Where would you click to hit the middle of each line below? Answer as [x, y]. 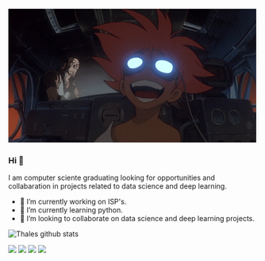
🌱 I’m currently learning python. [71, 210]
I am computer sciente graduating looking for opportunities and [112, 178]
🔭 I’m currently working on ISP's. [73, 202]
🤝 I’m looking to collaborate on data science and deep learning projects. [137, 219]
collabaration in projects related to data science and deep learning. [118, 186]
